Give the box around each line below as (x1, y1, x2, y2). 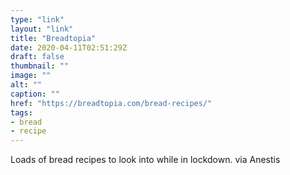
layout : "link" (10, 24, 74, 34)
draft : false (10, 52, 65, 62)
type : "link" (10, 14, 65, 25)
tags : (10, 107, 33, 118)
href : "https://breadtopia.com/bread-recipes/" (10, 98, 213, 108)
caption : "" (10, 89, 60, 99)
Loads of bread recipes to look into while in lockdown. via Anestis (10, 154, 281, 166)
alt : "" (10, 80, 43, 90)
